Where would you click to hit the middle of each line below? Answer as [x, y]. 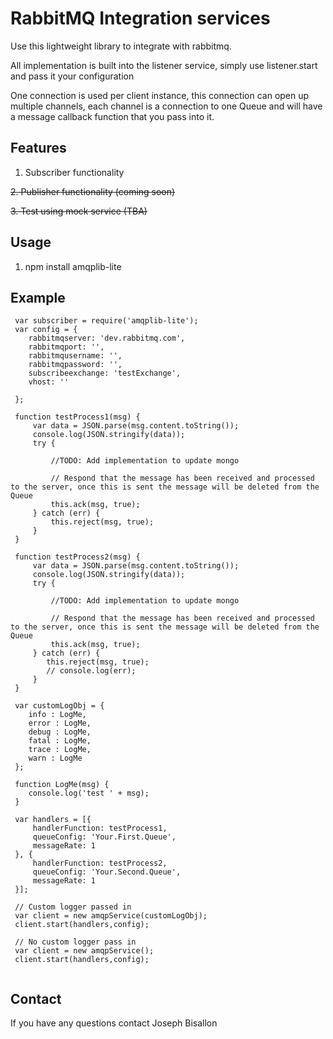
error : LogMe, [60, 723]
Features [38, 148]
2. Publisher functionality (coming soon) [93, 191]
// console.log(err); [91, 671]
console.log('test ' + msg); [89, 793]
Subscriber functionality [74, 172]
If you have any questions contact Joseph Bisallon [114, 1023]
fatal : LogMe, [60, 741]
